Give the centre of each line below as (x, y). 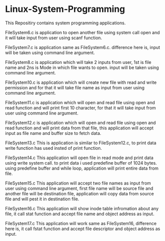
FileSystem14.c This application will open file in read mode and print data (79, 158)
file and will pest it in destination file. (42, 199)
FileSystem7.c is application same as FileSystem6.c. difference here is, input (83, 47)
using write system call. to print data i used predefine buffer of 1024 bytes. (81, 163)
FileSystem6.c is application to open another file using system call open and (82, 32)
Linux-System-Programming (65, 9)
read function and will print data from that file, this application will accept (80, 128)
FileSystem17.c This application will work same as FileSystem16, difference (81, 223)
